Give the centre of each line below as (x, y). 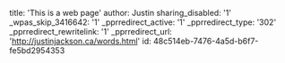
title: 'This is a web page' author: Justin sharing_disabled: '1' (120, 13)
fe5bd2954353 (37, 51)
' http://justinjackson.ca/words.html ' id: (80, 41)
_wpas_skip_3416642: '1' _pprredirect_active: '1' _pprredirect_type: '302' (143, 22)
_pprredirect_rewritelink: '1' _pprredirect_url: (91, 31)
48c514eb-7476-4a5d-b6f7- (206, 41)
